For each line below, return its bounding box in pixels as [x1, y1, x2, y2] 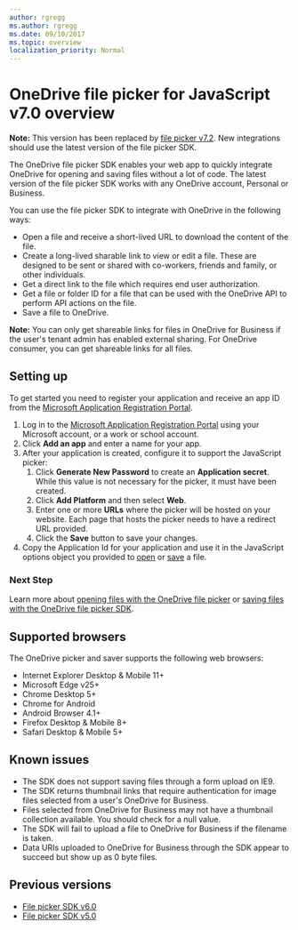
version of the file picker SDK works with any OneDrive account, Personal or [9, 179, 289, 189]
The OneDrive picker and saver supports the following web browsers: [9, 653, 264, 663]
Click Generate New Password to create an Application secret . [35, 466, 270, 477]
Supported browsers [9, 629, 126, 645]
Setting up [9, 369, 68, 384]
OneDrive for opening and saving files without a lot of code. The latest [9, 169, 267, 180]
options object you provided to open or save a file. [21, 551, 207, 562]
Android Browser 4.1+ [21, 708, 101, 718]
